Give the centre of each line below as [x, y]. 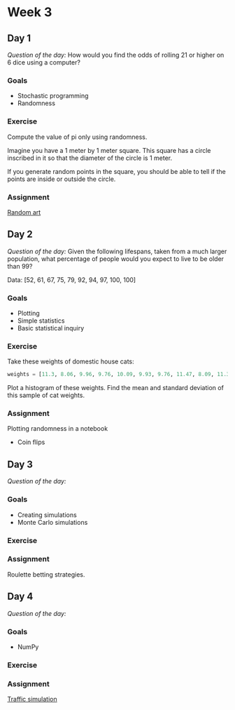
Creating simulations [47, 515]
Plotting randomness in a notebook [58, 429]
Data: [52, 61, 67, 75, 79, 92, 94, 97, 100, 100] [72, 280]
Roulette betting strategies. [46, 574]
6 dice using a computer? [44, 62]
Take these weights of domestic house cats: [71, 361]
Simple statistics [41, 321]
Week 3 [30, 12]
